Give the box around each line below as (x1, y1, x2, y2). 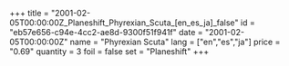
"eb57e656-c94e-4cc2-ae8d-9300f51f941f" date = (9, 27, 203, 37)
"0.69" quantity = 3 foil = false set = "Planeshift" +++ (9, 46, 210, 57)
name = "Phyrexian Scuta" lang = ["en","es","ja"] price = (69, 36, 281, 47)
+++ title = (9, 8, 50, 18)
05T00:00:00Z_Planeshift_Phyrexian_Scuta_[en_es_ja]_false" (9, 17, 239, 28)
